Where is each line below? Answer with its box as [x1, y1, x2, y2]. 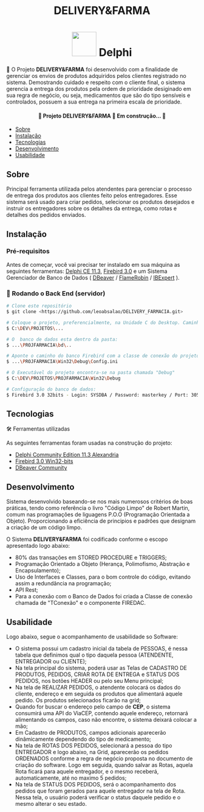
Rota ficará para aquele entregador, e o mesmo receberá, [15, 768, 159, 775]
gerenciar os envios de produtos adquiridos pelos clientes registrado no [6, 72, 186, 80]
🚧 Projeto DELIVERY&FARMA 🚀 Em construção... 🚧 [38, 112, 166, 119]
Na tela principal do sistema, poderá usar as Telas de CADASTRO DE [15, 665, 187, 672]
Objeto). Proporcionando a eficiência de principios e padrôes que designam [6, 517, 196, 524]
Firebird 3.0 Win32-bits [15, 457, 73, 465]
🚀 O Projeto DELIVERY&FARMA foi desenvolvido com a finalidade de [6, 66, 178, 73]
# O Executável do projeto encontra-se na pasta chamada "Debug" [6, 370, 175, 376]
